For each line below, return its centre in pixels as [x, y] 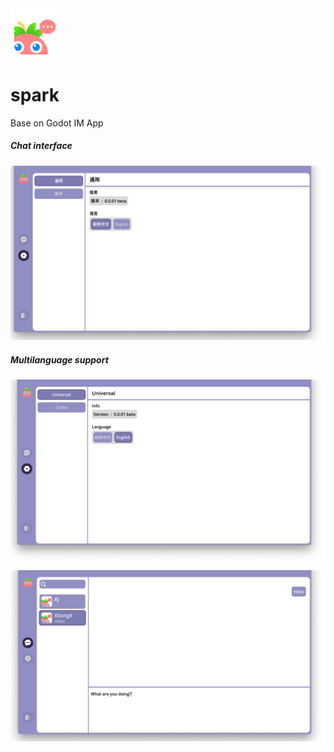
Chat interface [41, 146]
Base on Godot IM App [57, 123]
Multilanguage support [59, 359]
